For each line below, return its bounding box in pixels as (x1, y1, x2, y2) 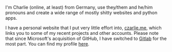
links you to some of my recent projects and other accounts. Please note (5, 30, 159, 36)
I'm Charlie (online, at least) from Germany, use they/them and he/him (5, 5, 153, 10)
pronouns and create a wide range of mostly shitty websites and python (5, 10, 158, 16)
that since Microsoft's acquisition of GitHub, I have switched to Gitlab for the (5, 35, 167, 41)
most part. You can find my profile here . (5, 41, 90, 47)
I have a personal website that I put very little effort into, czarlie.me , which (5, 25, 162, 31)
